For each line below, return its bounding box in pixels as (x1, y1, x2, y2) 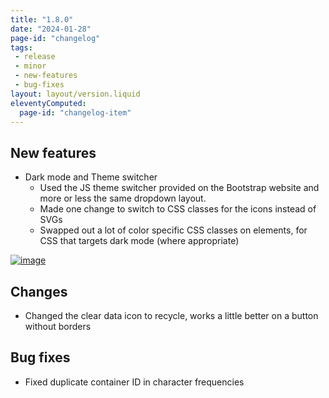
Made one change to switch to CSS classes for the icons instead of (39, 203, 317, 215)
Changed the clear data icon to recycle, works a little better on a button (24, 310, 319, 321)
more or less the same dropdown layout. (39, 192, 207, 205)
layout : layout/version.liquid (10, 89, 141, 99)
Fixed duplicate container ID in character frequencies (24, 376, 245, 388)
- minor (14, 61, 47, 71)
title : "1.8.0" (10, 14, 74, 25)
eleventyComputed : (10, 98, 87, 108)
